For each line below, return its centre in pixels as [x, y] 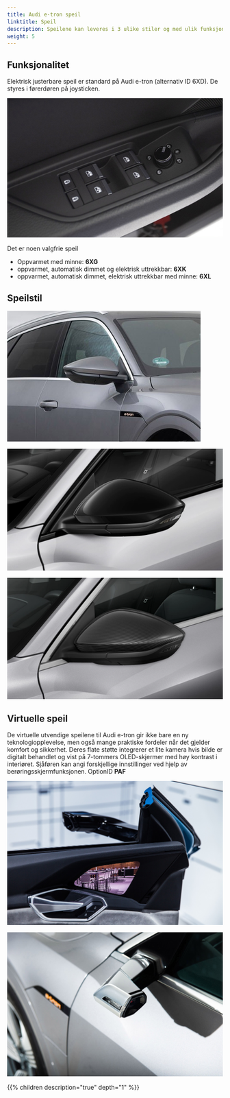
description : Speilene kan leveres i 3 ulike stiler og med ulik [102, 29]
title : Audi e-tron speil [44, 14]
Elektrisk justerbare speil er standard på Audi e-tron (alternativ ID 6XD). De [113, 82]
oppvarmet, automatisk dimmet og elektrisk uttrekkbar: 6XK [102, 269]
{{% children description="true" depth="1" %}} [73, 1088]
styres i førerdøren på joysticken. [54, 88]
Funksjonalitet [38, 65]
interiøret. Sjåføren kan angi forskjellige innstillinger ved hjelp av [97, 764]
